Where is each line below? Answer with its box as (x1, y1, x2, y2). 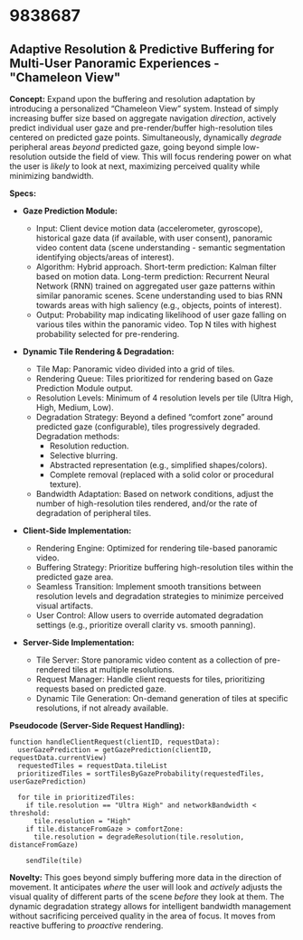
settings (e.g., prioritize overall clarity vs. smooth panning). (35, 620, 256, 630)
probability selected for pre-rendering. (35, 329, 180, 339)
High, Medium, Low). (35, 402, 115, 412)
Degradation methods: (35, 431, 120, 441)
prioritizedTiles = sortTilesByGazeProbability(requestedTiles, (17, 769, 265, 778)
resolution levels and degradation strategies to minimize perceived (35, 591, 284, 601)
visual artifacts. (35, 600, 93, 611)
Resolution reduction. (49, 440, 129, 451)
